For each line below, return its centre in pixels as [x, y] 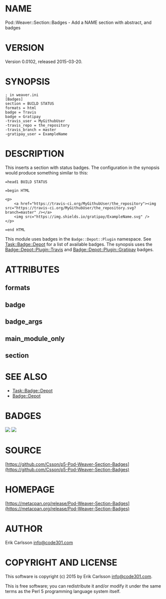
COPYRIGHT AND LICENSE [61, 562]
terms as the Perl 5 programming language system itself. [63, 591]
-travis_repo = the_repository [37, 125]
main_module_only [35, 339]
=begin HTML [17, 190]
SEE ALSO [26, 377]
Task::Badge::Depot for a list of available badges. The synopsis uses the [79, 244]
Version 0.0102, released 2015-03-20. [44, 61]
